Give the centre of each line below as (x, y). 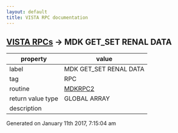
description (26, 108)
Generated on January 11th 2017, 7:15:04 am (61, 123)
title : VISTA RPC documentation (47, 18)
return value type (34, 99)
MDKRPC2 (79, 89)
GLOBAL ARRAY (87, 99)
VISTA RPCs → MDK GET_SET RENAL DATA (89, 42)
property (34, 59)
